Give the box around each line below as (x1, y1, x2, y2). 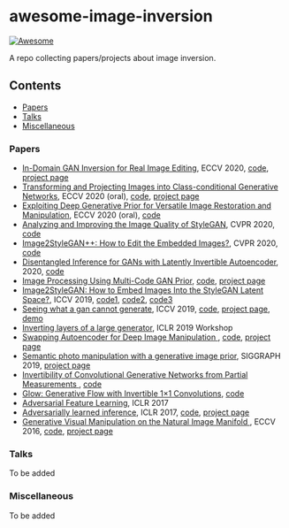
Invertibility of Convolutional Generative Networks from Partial (21, 370, 248, 380)
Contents (9, 78, 62, 94)
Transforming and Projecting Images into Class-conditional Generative (21, 181, 278, 192)
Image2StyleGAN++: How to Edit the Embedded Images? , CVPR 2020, (21, 238, 278, 249)
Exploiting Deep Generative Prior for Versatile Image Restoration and (21, 201, 272, 211)
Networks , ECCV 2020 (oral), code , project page (21, 191, 201, 202)
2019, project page (21, 360, 91, 371)
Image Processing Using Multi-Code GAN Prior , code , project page (21, 276, 266, 287)
